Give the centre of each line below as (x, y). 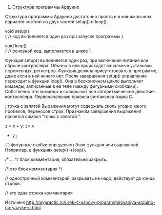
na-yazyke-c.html (23, 207)
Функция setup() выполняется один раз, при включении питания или (77, 60)
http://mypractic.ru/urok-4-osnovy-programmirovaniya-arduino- (91, 202)
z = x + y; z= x (20, 126)
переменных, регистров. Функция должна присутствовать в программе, (81, 71)
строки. (13, 183)
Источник (15, 202)
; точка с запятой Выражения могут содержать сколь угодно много (76, 106)
